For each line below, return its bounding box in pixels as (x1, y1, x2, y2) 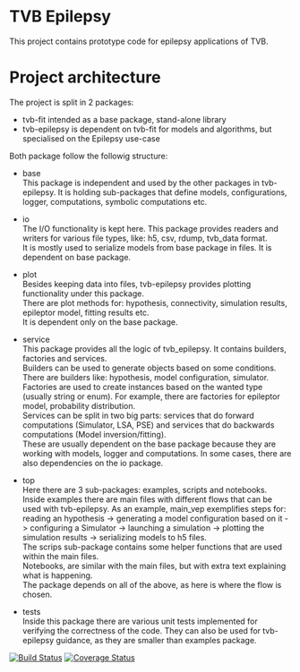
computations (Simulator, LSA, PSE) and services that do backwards (21, 419, 275, 430)
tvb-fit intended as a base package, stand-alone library (21, 114, 227, 124)
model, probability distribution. (21, 400, 136, 411)
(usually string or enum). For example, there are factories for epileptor (21, 391, 280, 402)
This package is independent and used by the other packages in (21, 177, 260, 188)
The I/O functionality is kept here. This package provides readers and (21, 223, 279, 234)
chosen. (21, 589, 53, 600)
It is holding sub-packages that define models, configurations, (57, 186, 287, 198)
